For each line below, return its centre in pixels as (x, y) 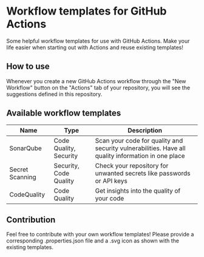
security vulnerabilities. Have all (140, 148)
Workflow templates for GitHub (87, 11)
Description (145, 130)
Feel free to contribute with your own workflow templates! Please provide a (100, 235)
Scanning (23, 177)
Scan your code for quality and (139, 140)
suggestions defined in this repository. (54, 94)
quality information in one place (140, 156)
